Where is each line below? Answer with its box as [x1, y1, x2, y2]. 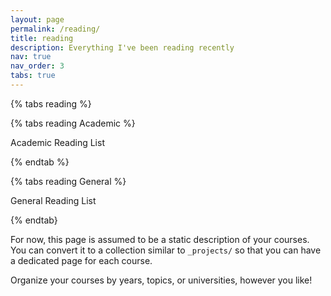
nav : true [10, 52, 52, 62]
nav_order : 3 [10, 61, 65, 71]
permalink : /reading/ [10, 24, 101, 34]
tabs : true [10, 71, 56, 81]
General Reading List [10, 194, 97, 206]
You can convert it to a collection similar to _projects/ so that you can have [10, 244, 322, 256]
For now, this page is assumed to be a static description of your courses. [10, 233, 310, 245]
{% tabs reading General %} [10, 175, 127, 187]
